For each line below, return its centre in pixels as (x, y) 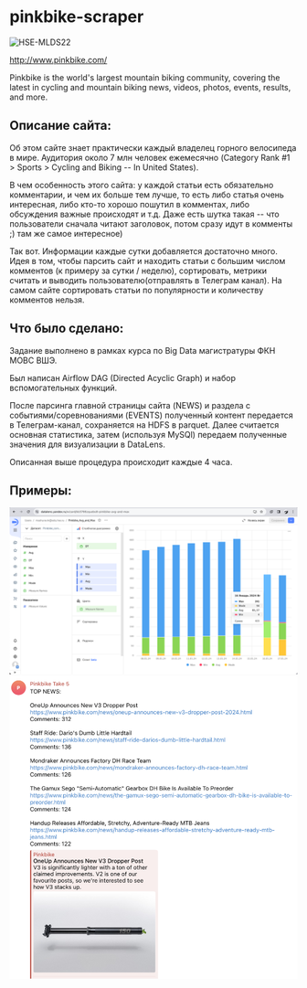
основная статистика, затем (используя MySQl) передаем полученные (148, 434)
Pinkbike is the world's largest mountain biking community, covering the (145, 77)
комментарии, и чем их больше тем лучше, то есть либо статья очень (147, 195)
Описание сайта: (60, 126)
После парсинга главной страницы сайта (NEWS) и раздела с (130, 405)
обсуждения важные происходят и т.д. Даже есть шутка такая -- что (145, 214)
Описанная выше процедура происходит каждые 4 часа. (121, 462)
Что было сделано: (67, 329)
